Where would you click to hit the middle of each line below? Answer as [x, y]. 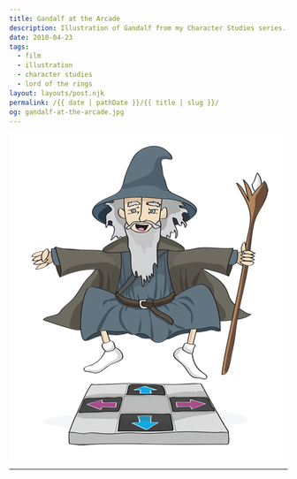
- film [29, 56]
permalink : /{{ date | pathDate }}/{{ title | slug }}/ [114, 103]
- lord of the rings [55, 84]
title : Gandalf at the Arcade [65, 19]
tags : [19, 47]
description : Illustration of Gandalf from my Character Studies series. [148, 28]
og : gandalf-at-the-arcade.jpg [67, 112]
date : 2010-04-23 [41, 37]
